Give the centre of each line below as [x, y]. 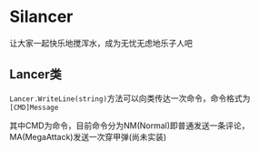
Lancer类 [35, 75]
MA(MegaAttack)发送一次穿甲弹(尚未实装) [88, 136]
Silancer [41, 17]
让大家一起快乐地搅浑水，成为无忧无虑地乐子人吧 [101, 43]
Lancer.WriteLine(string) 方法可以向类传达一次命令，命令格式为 [130, 98]
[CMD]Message [34, 107]
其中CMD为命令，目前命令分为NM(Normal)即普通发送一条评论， [129, 126]
